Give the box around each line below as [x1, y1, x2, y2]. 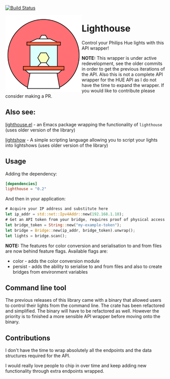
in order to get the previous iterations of [81, 65, 165, 72]
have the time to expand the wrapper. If [81, 82, 164, 88]
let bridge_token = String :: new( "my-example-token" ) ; [5, 222, 122, 228]
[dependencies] [5, 181, 38, 186]
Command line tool [5, 283, 67, 292]
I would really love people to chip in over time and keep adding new [5, 363, 147, 369]
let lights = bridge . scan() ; [5, 233, 67, 238]
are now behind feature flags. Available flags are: [5, 248, 108, 254]
